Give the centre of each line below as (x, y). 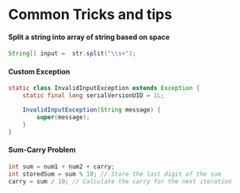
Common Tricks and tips (90, 15)
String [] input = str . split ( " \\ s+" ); (72, 54)
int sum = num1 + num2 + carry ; (61, 167)
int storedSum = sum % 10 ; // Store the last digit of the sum (115, 174)
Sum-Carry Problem (42, 150)
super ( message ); (63, 117)
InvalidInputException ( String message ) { (91, 110)
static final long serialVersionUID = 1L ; (93, 96)
